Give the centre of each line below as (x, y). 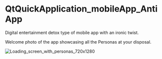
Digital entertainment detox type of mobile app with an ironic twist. (72, 32)
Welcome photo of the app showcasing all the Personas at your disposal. (78, 42)
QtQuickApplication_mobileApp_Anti (81, 9)
